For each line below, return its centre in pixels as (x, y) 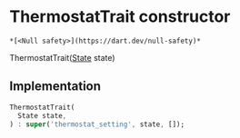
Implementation (55, 87)
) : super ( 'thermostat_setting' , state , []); (97, 124)
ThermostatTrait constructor (120, 17)
